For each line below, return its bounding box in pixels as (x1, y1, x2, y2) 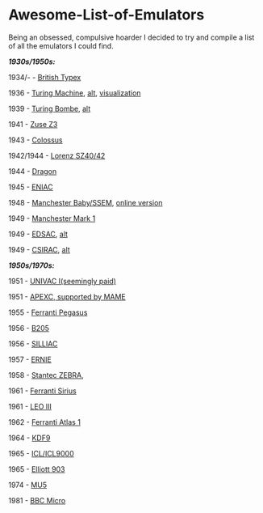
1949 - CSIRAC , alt (8, 244, 70, 254)
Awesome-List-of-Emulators (8, 6, 205, 24)
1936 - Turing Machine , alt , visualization (8, 87, 141, 98)
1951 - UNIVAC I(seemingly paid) (8, 276, 117, 286)
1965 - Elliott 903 (8, 464, 65, 474)
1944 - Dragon (8, 166, 57, 176)
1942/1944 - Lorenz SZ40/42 (8, 151, 106, 160)
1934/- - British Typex (8, 72, 81, 82)
